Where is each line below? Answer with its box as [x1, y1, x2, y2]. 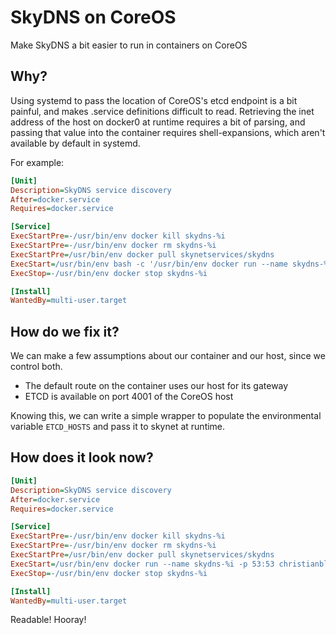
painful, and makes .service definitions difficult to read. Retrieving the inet [10, 105, 315, 117]
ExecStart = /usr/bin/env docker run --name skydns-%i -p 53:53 [10, 559, 275, 569]
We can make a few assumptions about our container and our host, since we [10, 350, 326, 362]
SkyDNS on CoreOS [10, 6, 177, 29]
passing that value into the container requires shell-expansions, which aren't [10, 126, 326, 138]
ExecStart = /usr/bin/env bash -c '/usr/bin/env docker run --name [10, 259, 288, 269]
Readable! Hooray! [10, 614, 87, 626]
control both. [10, 361, 63, 373]
